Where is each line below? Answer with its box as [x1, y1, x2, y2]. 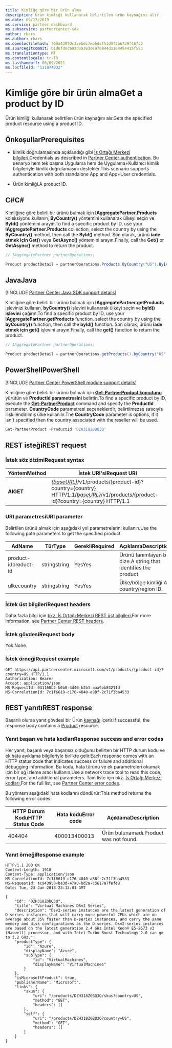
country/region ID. [119, 585, 163, 592]
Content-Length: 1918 [5, 867, 52, 872]
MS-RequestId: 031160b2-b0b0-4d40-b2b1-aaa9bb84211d [5, 685, 120, 690]
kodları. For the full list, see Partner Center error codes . [5, 780, 121, 786]
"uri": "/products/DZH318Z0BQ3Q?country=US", [32, 1016, 132, 1021]
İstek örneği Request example [5, 655, 80, 662]
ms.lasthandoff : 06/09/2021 [5, 60, 66, 65]
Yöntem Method [8, 469, 47, 477]
